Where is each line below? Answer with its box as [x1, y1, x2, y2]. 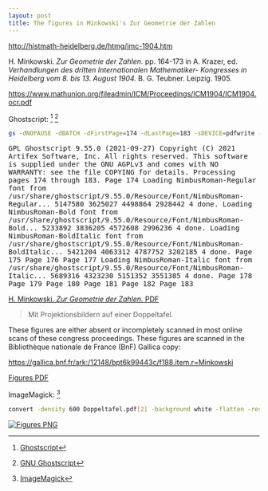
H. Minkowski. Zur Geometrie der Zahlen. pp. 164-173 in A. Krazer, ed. [8, 57, 238, 66]
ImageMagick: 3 [8, 388, 61, 399]
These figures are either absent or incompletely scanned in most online [8, 325, 243, 335]
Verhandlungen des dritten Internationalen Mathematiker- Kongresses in [8, 65, 247, 74]
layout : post [8, 11, 52, 20]
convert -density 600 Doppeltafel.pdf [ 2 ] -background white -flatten [8, 405, 245, 413]
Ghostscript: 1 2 [8, 112, 59, 124]
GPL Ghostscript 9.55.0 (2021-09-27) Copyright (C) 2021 [8, 144, 236, 153]
